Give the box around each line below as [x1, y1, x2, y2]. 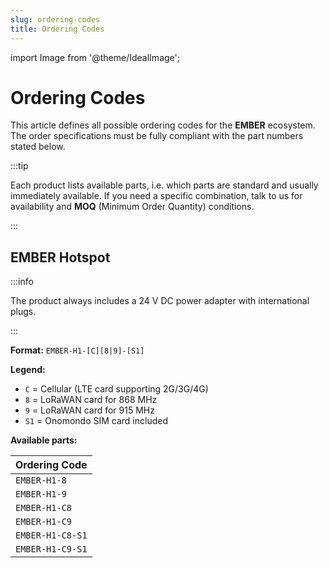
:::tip [10, 160, 29, 172]
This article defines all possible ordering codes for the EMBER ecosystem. [10, 119, 316, 131]
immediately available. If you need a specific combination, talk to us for [10, 190, 303, 202]
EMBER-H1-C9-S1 [15, 544, 88, 555]
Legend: [10, 364, 46, 376]
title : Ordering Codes [10, 24, 105, 34]
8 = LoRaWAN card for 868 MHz [24, 394, 158, 406]
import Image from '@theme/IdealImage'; [10, 51, 180, 63]
